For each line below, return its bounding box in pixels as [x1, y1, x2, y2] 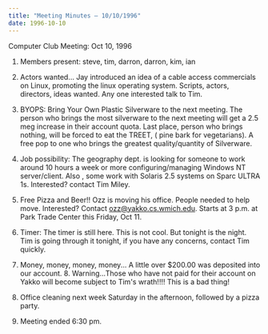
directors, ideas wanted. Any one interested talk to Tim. [19, 89, 202, 98]
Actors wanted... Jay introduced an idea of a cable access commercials [19, 72, 256, 82]
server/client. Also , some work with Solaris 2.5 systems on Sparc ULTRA [19, 171, 261, 181]
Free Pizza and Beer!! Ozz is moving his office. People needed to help [19, 195, 250, 205]
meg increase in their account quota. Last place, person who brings [19, 121, 243, 131]
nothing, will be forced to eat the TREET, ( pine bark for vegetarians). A [19, 129, 254, 140]
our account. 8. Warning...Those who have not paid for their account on [19, 268, 256, 278]
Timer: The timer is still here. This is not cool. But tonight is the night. [19, 227, 247, 237]
